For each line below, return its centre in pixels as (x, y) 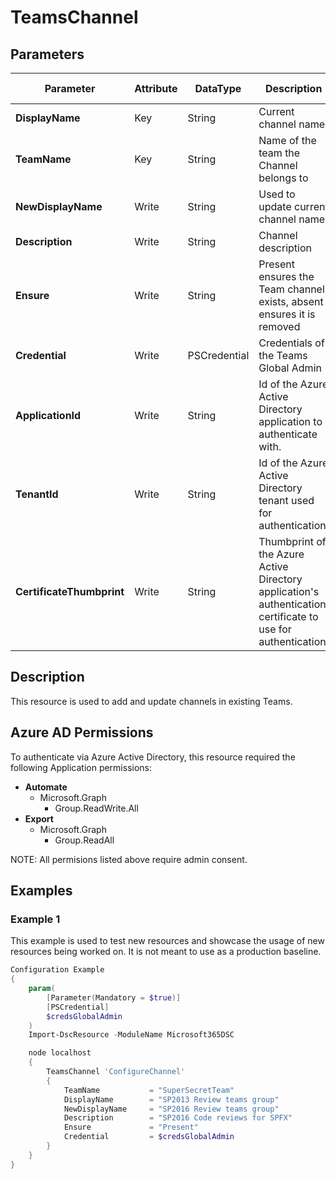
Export (39, 818)
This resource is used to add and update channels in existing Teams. (151, 701)
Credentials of (291, 343)
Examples (41, 891)
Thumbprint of (292, 541)
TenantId (37, 494)
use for (275, 629)
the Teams (283, 355)
